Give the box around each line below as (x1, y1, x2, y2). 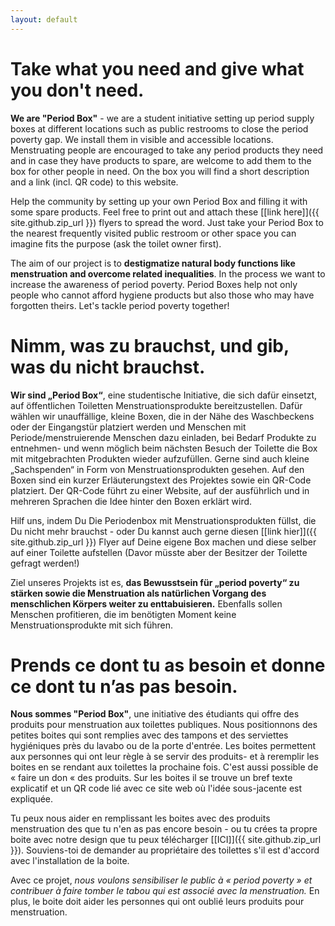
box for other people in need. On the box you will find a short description (10, 165, 310, 177)
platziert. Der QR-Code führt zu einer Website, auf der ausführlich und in (10, 484, 310, 496)
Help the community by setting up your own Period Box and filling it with (10, 195, 308, 207)
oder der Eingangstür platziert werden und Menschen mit (10, 421, 247, 433)
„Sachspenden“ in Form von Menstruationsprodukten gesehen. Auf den (10, 463, 305, 475)
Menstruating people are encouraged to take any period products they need (10, 144, 324, 156)
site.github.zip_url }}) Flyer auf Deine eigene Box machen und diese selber (10, 536, 317, 548)
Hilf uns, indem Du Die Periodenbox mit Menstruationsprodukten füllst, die (10, 514, 317, 526)
